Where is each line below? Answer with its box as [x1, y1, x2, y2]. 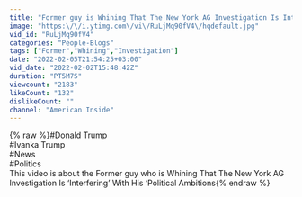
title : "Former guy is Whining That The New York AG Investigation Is [9, 13, 280, 22]
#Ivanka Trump [9, 139, 66, 150]
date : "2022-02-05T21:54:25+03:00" [9, 55, 143, 64]
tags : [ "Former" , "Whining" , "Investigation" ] [9, 47, 179, 56]
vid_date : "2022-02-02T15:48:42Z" [9, 64, 139, 73]
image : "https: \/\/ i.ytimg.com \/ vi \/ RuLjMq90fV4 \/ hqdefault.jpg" [9, 22, 259, 31]
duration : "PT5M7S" [9, 72, 83, 81]
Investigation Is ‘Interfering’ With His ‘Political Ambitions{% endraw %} [9, 177, 271, 189]
